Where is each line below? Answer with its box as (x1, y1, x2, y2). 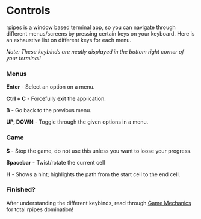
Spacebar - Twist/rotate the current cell (6, 159, 105, 166)
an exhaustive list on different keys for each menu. (6, 36, 132, 43)
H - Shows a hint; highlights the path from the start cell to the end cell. (6, 170, 181, 178)
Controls (6, 4, 51, 17)
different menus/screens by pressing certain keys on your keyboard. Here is (6, 30, 195, 37)
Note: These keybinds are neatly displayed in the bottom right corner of (6, 48, 185, 55)
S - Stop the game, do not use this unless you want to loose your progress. (6, 147, 192, 154)
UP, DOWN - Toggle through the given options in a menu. (6, 118, 149, 125)
